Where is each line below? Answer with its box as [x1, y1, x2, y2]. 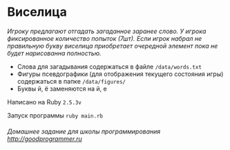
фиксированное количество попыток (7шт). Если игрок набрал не [7, 34, 202, 42]
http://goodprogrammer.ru [7, 134, 82, 142]
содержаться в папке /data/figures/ [17, 77, 126, 85]
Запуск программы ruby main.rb [7, 111, 104, 120]
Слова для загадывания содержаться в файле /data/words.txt [17, 62, 202, 71]
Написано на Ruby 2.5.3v [7, 97, 82, 106]
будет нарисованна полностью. [7, 49, 102, 57]
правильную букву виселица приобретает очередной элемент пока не [7, 41, 218, 50]
